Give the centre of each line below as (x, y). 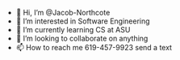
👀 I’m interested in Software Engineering (83, 21)
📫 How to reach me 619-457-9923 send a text (94, 47)
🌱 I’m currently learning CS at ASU (73, 30)
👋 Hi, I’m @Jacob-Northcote (63, 13)
